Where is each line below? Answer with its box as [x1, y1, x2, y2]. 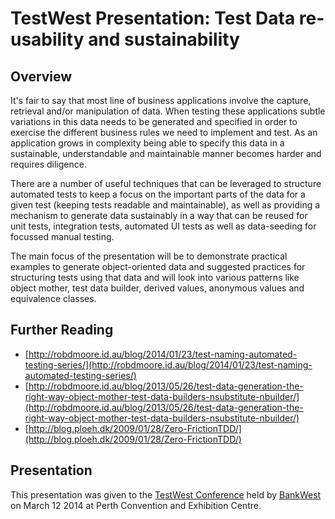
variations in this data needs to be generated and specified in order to [10, 116, 298, 127]
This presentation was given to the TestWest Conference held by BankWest [10, 488, 322, 501]
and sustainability [88, 28, 240, 51]
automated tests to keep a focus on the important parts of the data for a [10, 188, 306, 200]
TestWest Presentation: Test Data [10, 7, 296, 30]
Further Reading [10, 322, 114, 339]
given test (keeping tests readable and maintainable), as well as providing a [10, 199, 321, 211]
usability [10, 28, 85, 51]
